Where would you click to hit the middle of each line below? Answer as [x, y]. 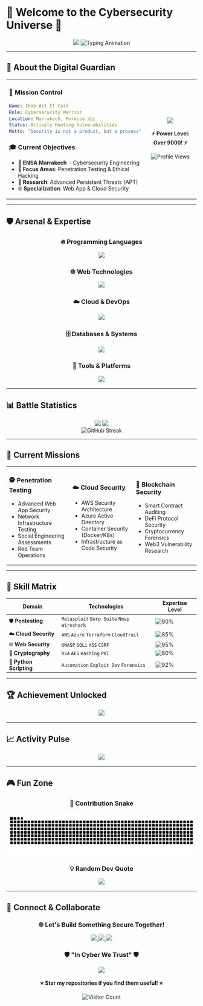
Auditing [155, 511]
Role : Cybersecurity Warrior [46, 112]
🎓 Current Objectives [42, 147]
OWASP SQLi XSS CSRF [85, 645]
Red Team [31, 549]
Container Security [105, 529]
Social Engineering [41, 536]
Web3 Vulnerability [168, 544]
